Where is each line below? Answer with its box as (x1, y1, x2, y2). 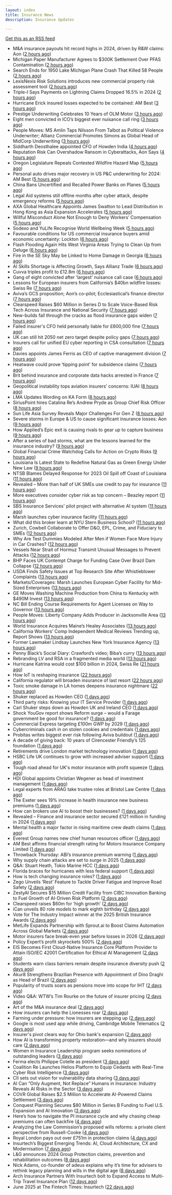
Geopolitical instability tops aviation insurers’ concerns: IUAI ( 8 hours (12, 383, 159, 390)
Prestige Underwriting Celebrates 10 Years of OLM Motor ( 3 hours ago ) (12, 111, 163, 117)
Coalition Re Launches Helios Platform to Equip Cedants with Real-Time (12, 1064, 164, 1070)
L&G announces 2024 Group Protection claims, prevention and (12, 1151, 145, 1158)
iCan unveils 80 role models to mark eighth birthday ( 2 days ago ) (12, 906, 150, 913)
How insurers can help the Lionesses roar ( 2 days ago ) (12, 1009, 129, 1016)
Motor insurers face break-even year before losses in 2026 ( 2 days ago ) (12, 934, 165, 940)
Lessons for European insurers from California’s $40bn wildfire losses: (12, 280, 162, 286)
